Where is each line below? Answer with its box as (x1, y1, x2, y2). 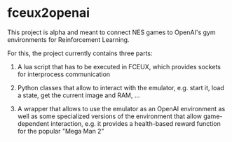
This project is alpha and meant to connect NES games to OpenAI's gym (7, 28, 216, 36)
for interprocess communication (17, 70, 111, 78)
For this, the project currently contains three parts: (7, 49, 153, 57)
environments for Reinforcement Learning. (7, 35, 130, 43)
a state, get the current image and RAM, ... (17, 91, 140, 99)
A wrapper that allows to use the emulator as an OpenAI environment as (17, 104, 226, 113)
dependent (17, 119, 50, 127)
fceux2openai (7, 5, 90, 21)
